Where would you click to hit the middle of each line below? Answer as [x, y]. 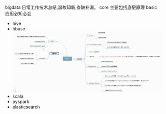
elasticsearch [26, 107]
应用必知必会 [18, 13]
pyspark [21, 102]
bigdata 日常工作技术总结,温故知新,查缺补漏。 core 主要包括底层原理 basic [81, 7]
